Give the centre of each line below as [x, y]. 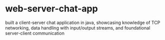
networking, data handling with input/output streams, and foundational [78, 27]
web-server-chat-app [52, 9]
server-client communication [35, 33]
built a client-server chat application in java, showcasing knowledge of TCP [83, 22]
